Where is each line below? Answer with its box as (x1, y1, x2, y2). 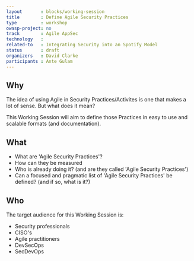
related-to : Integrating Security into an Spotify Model (6, 42, 158, 48)
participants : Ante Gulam (6, 58, 73, 64)
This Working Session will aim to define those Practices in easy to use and (6, 114, 188, 121)
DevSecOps (14, 241, 44, 249)
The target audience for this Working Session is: (6, 211, 124, 218)
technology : (6, 36, 44, 42)
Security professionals (14, 222, 70, 230)
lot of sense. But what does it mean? (6, 102, 96, 110)
